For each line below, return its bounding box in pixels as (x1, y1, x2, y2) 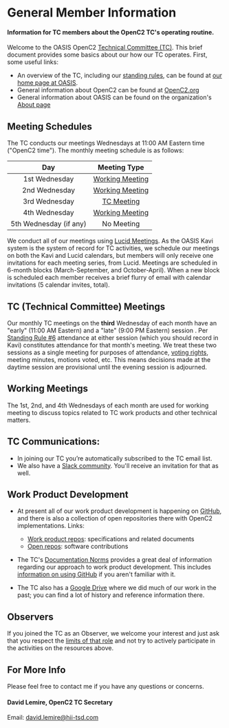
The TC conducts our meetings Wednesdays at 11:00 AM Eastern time (7, 139, 205, 148)
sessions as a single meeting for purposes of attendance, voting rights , (7, 348, 208, 356)
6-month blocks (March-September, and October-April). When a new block (7, 266, 220, 274)
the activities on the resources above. (7, 644, 114, 652)
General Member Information (7, 5, 177, 21)
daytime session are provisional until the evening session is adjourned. (7, 363, 208, 372)
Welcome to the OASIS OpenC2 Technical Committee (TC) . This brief (7, 43, 203, 52)
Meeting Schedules (7, 121, 93, 132)
